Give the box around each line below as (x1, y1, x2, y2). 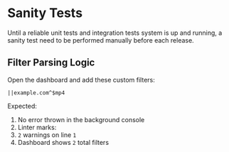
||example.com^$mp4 (7, 89, 65, 97)
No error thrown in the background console (17, 115, 145, 124)
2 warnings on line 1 (17, 130, 77, 139)
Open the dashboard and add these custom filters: (7, 75, 155, 84)
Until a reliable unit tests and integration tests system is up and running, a (7, 28, 223, 37)
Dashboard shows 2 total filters (17, 138, 109, 146)
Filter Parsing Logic (7, 57, 95, 69)
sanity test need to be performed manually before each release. (7, 36, 194, 44)
